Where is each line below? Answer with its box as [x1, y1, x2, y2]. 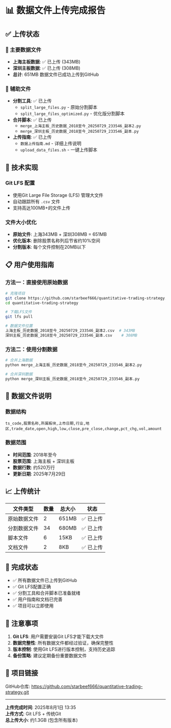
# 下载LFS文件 [5, 310, 32, 315]
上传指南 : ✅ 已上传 [12, 134, 52, 140]
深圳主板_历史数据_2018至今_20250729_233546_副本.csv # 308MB [5, 332, 137, 338]
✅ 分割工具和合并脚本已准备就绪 [12, 590, 80, 596]
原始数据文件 [8, 515, 39, 523]
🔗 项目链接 [5, 669, 38, 678]
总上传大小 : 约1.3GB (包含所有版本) [5, 717, 78, 723]
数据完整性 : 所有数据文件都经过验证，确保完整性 [12, 640, 113, 646]
